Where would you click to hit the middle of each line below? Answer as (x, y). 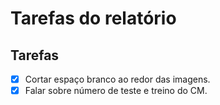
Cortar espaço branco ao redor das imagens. (117, 79)
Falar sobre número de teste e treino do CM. (116, 91)
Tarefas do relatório (93, 18)
